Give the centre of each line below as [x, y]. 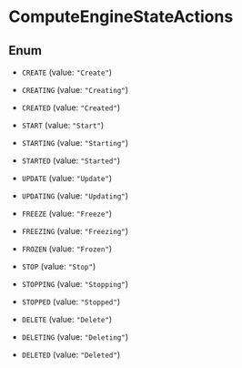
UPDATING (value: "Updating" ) [75, 196]
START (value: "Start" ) [63, 125]
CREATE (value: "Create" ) [67, 72]
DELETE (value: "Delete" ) [67, 319]
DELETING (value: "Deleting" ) [75, 337]
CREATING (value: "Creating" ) [75, 90]
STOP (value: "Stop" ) [59, 266]
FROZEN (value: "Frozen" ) [67, 249]
